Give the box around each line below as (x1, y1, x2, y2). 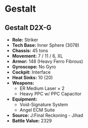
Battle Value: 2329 (12, 118, 52, 123)
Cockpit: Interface (12, 69, 51, 75)
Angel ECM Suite (19, 107, 55, 113)
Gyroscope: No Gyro (12, 64, 56, 70)
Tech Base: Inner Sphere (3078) (12, 42, 79, 48)
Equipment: (12, 96, 37, 102)
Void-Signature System (19, 102, 68, 107)
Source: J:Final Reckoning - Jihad (12, 112, 83, 118)
